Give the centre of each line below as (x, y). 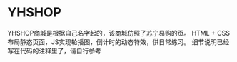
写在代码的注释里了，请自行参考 (54, 51)
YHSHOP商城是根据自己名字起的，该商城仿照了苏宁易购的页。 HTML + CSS (119, 33)
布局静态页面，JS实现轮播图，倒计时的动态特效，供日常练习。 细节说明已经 (118, 42)
